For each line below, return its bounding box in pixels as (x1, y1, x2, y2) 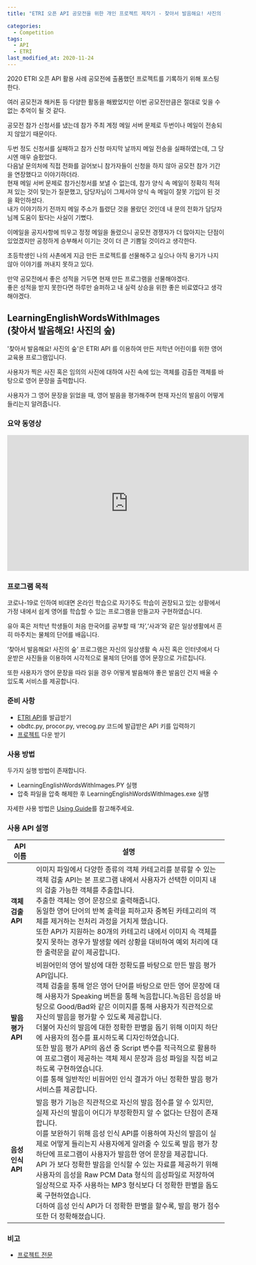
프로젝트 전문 (17, 1251, 53, 1259)
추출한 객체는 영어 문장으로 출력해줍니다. (35, 896, 160, 905)
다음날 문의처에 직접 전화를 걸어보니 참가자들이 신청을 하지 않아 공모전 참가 (7, 161, 208, 170)
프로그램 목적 (7, 581, 48, 591)
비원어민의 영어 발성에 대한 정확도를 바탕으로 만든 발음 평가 (35, 961, 216, 970)
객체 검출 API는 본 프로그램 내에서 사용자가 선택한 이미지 (35, 875, 208, 885)
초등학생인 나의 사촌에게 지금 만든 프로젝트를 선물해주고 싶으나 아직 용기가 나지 (7, 251, 219, 259)
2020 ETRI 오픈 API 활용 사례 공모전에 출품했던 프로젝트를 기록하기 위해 (7, 74, 201, 83)
